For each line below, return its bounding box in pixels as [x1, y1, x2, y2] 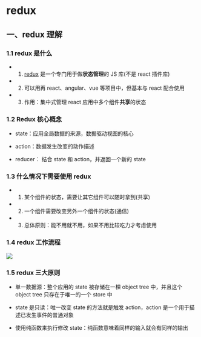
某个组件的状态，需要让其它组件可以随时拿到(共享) [24, 193, 150, 201]
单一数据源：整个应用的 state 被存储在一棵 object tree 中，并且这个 [15, 283, 183, 291]
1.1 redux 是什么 [6, 49, 53, 58]
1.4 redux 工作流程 [6, 238, 61, 247]
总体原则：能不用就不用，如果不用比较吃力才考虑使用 [24, 222, 157, 229]
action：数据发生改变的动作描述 [15, 143, 95, 150]
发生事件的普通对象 [25, 312, 74, 319]
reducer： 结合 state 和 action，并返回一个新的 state [15, 156, 147, 163]
